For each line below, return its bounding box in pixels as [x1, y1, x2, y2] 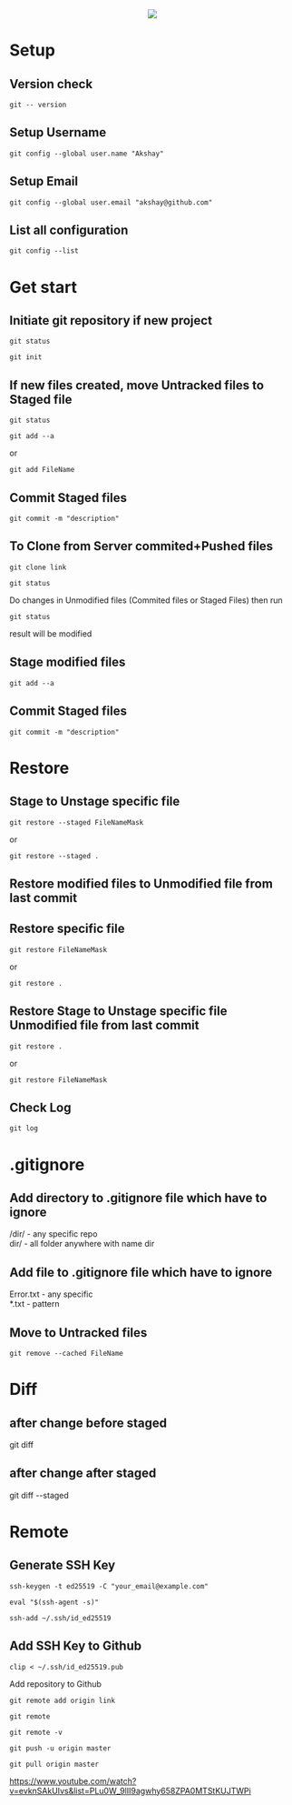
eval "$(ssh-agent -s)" [9, 1598, 100, 1607]
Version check [9, 76, 93, 92]
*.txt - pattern [9, 1299, 61, 1309]
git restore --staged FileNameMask [9, 817, 144, 827]
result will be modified [9, 627, 92, 639]
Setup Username [9, 125, 107, 140]
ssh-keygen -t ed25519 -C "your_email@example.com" [9, 1581, 209, 1590]
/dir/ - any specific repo [9, 1228, 98, 1239]
